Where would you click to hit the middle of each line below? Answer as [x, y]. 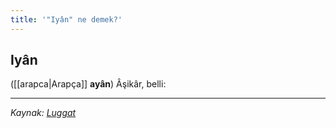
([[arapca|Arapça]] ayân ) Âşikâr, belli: [88, 84]
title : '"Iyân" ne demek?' [66, 19]
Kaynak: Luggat [43, 113]
